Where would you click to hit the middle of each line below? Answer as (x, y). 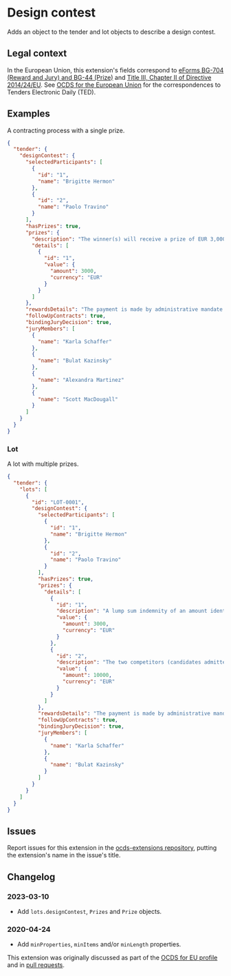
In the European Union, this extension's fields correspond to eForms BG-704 (115, 70)
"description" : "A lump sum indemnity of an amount (132, 611)
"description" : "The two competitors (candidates (129, 662)
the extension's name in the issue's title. (64, 855)
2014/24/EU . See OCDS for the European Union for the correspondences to (114, 85)
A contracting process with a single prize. (66, 130)
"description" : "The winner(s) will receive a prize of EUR (120, 239)
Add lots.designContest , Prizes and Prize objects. (89, 911)
